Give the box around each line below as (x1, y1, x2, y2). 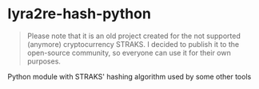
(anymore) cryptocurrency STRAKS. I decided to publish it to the (26, 39, 240, 48)
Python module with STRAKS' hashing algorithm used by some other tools (7, 72, 252, 81)
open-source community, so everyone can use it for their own (26, 48, 231, 57)
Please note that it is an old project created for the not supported (26, 31, 241, 41)
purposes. (26, 56, 62, 66)
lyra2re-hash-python (7, 5, 151, 23)
